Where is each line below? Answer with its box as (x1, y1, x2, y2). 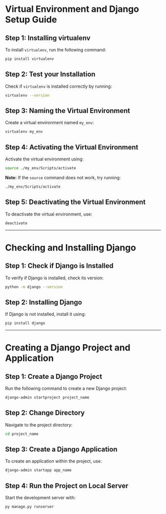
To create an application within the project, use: (5, 458, 102, 464)
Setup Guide (5, 14, 57, 25)
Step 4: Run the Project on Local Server (5, 481, 128, 490)
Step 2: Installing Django (5, 298, 83, 307)
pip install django (5, 321, 45, 326)
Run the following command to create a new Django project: (5, 385, 127, 392)
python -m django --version (5, 284, 63, 289)
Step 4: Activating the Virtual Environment (5, 143, 138, 152)
